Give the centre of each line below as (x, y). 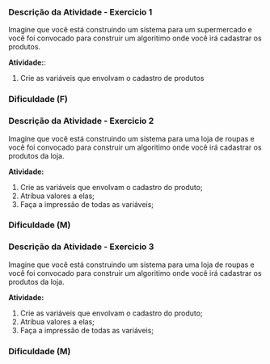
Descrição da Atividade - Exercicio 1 (80, 12)
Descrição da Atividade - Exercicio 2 (81, 121)
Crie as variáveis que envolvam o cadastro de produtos (112, 78)
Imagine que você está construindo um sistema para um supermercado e (130, 30)
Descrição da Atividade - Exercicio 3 (81, 247)
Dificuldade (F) (38, 99)
